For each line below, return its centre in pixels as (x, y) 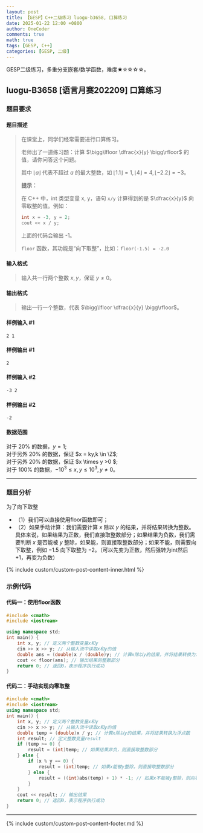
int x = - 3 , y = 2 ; (46, 218)
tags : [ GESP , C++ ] (29, 46)
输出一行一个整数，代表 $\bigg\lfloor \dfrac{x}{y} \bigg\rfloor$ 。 (101, 307)
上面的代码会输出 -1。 (48, 236)
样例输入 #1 (21, 323)
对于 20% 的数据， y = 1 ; (37, 447)
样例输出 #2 (21, 404)
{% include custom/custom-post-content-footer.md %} (75, 823)
